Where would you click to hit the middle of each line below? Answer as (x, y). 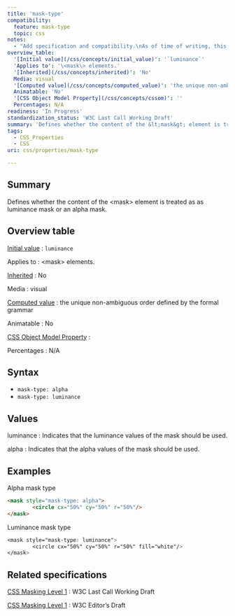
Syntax (23, 373)
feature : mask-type (42, 27)
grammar (20, 309)
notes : (17, 40)
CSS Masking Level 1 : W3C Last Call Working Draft (81, 591)
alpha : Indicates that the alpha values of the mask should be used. (104, 449)
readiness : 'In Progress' (45, 111)
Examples (29, 471)
